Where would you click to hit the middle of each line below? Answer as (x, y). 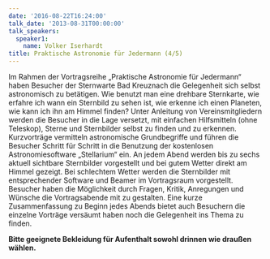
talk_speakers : (34, 31)
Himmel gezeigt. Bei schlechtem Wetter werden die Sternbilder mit (120, 172)
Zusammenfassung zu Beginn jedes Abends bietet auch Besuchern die (127, 206)
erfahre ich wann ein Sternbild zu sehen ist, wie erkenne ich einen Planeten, (135, 103)
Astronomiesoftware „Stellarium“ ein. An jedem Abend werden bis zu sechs (134, 154)
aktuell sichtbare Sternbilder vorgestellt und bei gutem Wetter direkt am (128, 163)
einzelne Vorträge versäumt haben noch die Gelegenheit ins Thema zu (126, 215)
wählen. (22, 248)
